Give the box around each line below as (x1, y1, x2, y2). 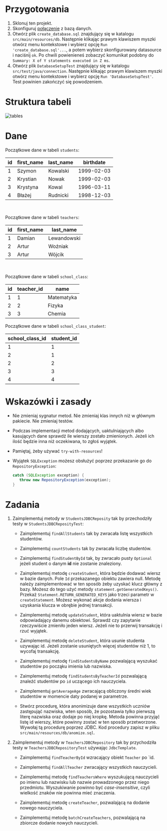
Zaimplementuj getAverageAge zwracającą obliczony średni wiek (19, 688, 152, 694)
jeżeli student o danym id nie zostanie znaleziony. (19, 560, 122, 567)
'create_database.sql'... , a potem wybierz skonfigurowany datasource (12, 47, 162, 53)
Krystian (17, 175, 37, 182)
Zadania (5, 499, 40, 510)
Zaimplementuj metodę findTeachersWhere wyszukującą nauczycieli (19, 774, 159, 780)
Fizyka (47, 302, 63, 309)
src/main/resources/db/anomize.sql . (19, 730, 95, 736)
